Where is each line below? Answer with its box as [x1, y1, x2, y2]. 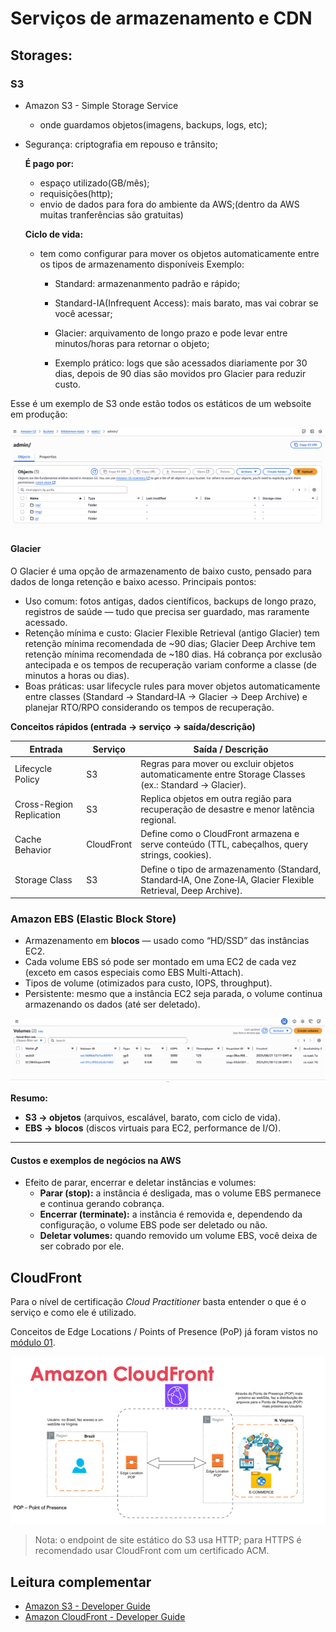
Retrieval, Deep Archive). [140, 884, 243, 896]
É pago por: [24, 157, 75, 169]
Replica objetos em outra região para [140, 793, 292, 804]
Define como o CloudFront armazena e [140, 828, 300, 840]
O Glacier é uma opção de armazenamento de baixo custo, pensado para [10, 565, 312, 577]
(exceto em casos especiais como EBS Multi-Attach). [24, 967, 244, 979]
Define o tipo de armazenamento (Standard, [140, 863, 322, 875]
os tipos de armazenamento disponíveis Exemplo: [39, 258, 245, 270]
